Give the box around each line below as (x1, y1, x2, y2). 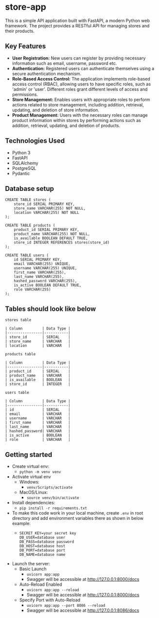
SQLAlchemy (12, 160, 38, 166)
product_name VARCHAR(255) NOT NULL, (14, 231, 90, 237)
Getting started (5, 451, 53, 459)
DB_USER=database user (19, 535, 66, 540)
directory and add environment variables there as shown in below (12, 515, 144, 521)
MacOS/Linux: (19, 490, 48, 495)
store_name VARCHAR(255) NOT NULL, (14, 206, 86, 211)
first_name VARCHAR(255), (14, 270, 67, 275)
